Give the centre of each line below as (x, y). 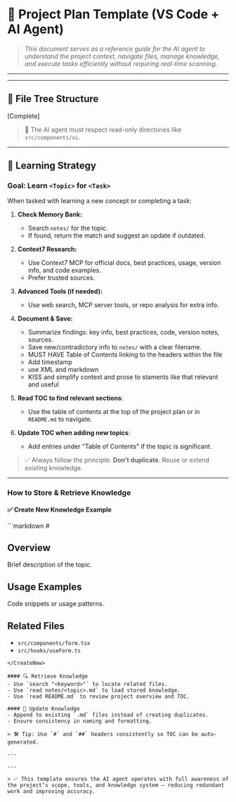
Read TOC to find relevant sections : (70, 398)
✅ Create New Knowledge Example (60, 510)
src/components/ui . (52, 137)
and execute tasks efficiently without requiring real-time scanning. (121, 63)
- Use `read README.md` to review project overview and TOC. (99, 697)
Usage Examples (45, 587)
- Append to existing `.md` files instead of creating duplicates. (108, 715)
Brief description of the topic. (50, 564)
